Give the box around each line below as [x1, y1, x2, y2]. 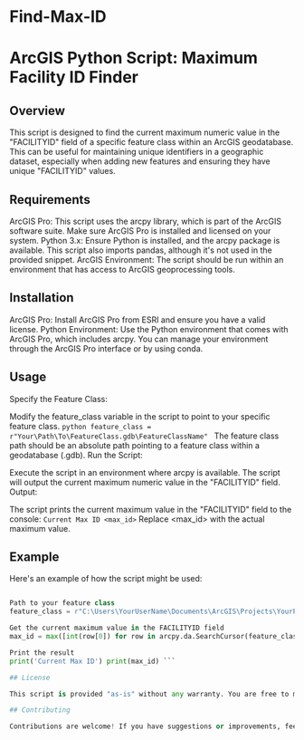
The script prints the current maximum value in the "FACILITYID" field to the [9, 504, 292, 514]
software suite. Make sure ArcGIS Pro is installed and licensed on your [9, 226, 271, 236]
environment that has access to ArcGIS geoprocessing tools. [9, 264, 235, 274]
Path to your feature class [9, 599, 116, 608]
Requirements [9, 192, 90, 207]
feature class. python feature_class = [9, 420, 152, 431]
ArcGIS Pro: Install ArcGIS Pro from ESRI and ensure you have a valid [9, 314, 266, 325]
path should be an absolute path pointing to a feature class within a [9, 439, 261, 450]
